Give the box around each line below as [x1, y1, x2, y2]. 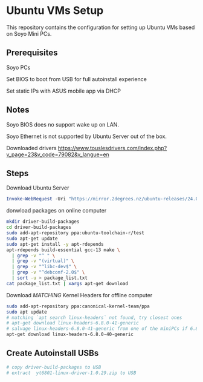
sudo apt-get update [6, 235, 59, 242]
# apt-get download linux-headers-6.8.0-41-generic [6, 320, 139, 326]
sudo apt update [6, 309, 47, 315]
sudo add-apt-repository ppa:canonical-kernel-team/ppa [6, 303, 150, 309]
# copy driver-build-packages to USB [6, 364, 101, 370]
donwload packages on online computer [6, 207, 107, 214]
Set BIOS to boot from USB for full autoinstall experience [6, 75, 147, 82]
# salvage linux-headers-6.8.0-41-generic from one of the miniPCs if [6, 326, 188, 332]
